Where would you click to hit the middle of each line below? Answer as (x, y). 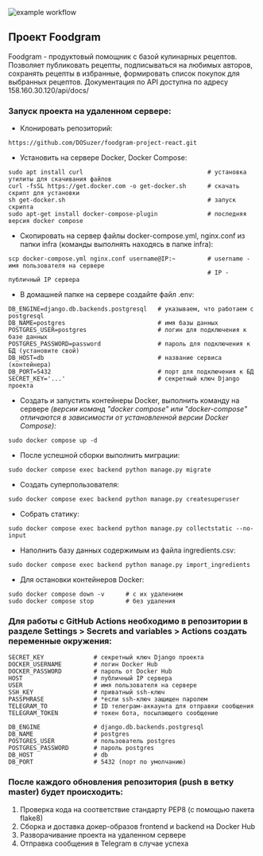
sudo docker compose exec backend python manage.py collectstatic (120, 529)
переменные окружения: (60, 641)
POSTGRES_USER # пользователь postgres (92, 741)
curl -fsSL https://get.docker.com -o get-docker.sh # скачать (124, 186)
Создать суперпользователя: (69, 485)
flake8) (31, 818)
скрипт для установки (44, 193)
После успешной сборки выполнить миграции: (100, 455)
